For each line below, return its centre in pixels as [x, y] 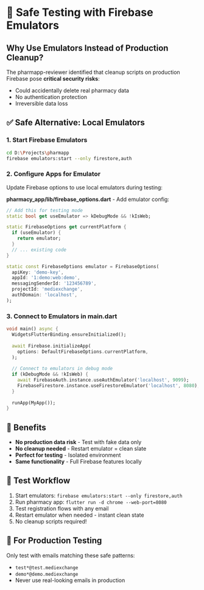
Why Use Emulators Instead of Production [87, 48]
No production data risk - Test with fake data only [78, 442]
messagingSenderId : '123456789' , [54, 283]
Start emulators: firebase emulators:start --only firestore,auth [99, 495]
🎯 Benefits [26, 427]
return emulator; [39, 239]
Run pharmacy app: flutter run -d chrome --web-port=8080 [91, 502]
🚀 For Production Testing [54, 541]
